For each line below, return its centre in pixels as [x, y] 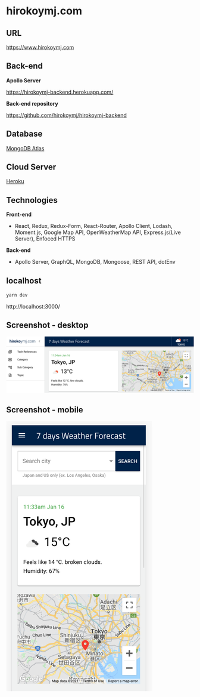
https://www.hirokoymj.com [40, 47]
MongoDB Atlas [25, 148]
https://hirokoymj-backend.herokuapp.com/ [60, 92]
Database [24, 134]
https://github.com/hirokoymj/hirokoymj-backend [66, 115]
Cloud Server [31, 167]
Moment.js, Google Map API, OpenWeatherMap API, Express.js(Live [98, 232]
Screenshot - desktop [47, 326]
